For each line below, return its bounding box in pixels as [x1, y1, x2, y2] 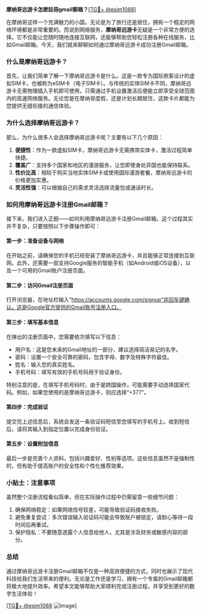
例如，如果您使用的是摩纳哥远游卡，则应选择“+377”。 [16, 388, 150, 395]
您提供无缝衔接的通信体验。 [6, 102, 75, 110]
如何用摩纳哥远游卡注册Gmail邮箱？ [6, 200, 109, 209]
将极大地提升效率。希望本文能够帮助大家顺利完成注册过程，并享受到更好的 [6, 582, 190, 590]
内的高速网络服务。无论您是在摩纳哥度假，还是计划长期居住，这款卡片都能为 [6, 95, 195, 102]
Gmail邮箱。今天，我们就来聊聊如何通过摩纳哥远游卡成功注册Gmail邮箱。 [11, 41, 191, 48]
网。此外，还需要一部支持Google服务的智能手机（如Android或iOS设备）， [6, 259, 186, 266]
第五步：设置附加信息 [6, 440, 59, 448]
